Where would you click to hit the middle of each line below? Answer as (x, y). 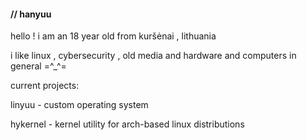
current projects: (45, 86)
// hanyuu (31, 14)
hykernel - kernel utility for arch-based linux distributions (127, 124)
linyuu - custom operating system (79, 105)
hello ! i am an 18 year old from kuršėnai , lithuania (113, 36)
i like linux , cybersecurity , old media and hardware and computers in (153, 56)
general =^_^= (38, 66)
